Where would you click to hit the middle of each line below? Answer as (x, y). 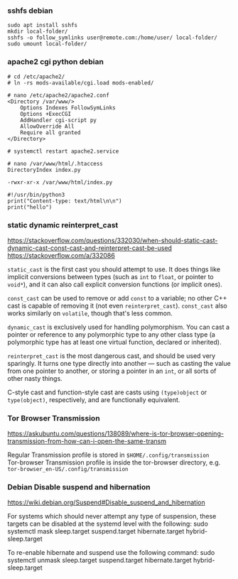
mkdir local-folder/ (38, 32)
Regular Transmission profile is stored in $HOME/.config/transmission (108, 455)
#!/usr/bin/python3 (36, 195)
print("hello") (30, 207)
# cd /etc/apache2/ (36, 77)
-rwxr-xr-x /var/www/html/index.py (60, 182)
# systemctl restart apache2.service (63, 151)
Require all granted (50, 132)
